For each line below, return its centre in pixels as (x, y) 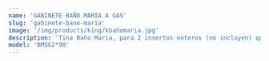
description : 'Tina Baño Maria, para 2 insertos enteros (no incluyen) (130, 38)
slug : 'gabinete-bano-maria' (57, 23)
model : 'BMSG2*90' (39, 45)
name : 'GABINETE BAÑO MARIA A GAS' (68, 15)
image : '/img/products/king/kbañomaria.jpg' (84, 30)
